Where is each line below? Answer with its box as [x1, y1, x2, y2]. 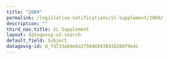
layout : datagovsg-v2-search [6, 32, 81, 38]
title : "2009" [6, 9, 43, 15]
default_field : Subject [6, 37, 68, 44]
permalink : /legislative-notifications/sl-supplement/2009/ [6, 15, 164, 21]
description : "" [6, 20, 48, 26]
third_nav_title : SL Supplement [6, 26, 89, 33]
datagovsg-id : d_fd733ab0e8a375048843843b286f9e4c [6, 44, 139, 50]
